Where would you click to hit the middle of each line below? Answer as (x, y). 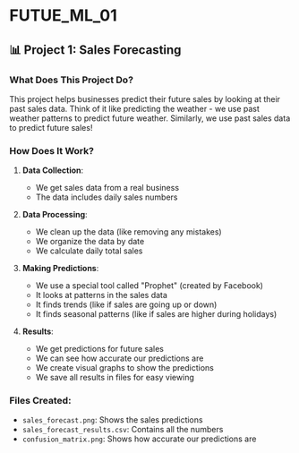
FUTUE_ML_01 (64, 16)
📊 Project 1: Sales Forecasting (95, 50)
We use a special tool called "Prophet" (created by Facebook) (149, 286)
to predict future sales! (51, 127)
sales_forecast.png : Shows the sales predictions (112, 420)
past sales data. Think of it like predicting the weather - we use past (134, 108)
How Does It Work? (51, 150)
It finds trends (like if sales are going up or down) (126, 304)
